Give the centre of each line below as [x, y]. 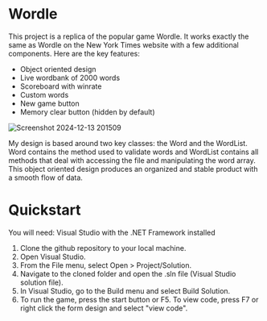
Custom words [44, 94]
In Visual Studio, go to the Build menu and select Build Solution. [125, 290]
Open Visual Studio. [53, 256]
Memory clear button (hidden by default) [87, 112]
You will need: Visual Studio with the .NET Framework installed [112, 232]
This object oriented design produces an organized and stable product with [133, 169]
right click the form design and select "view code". [104, 308]
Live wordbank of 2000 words [70, 77]
